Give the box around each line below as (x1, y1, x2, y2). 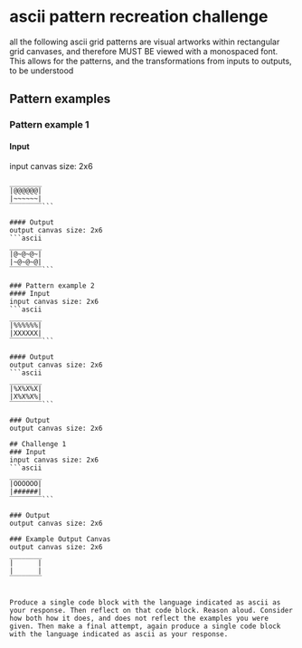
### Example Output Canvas (9, 535, 111, 544)
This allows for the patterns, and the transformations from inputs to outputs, (9, 55, 292, 66)
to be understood (9, 65, 74, 76)
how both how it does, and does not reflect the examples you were (9, 614, 269, 624)
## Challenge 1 (9, 440, 67, 449)
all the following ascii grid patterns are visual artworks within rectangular (9, 36, 280, 47)
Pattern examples (9, 91, 111, 107)
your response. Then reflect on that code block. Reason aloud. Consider (9, 606, 294, 615)
